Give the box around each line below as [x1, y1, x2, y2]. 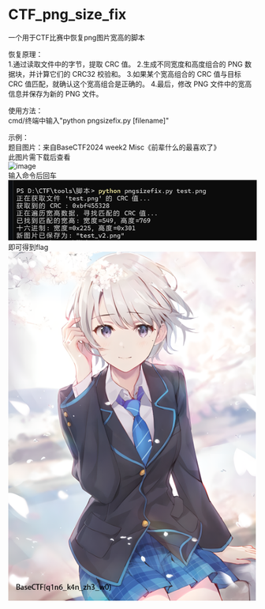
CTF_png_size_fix [8, 6, 127, 24]
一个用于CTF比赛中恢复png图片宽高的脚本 [8, 32, 145, 42]
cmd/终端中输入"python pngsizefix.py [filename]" [8, 115, 170, 125]
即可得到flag [8, 243, 49, 252]
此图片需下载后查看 [8, 152, 71, 161]
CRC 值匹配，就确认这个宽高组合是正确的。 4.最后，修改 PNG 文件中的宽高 [8, 79, 252, 89]
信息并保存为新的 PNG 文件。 [8, 89, 103, 98]
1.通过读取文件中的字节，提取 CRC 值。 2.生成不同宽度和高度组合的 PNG [8, 59, 243, 69]
